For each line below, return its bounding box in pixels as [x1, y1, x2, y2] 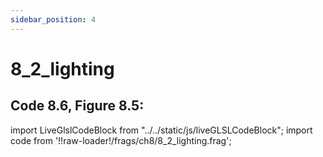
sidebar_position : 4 [10, 14, 97, 25]
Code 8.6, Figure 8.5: [10, 97, 145, 115]
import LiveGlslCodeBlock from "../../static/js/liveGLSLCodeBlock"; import [10, 124, 313, 136]
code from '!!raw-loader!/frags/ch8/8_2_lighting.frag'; [10, 134, 232, 146]
